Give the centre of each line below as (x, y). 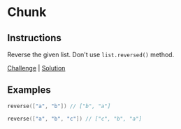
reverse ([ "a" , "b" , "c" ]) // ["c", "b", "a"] (74, 119)
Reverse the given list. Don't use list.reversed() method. (91, 54)
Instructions (34, 38)
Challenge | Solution (36, 68)
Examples (29, 90)
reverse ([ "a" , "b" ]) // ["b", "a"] (59, 106)
